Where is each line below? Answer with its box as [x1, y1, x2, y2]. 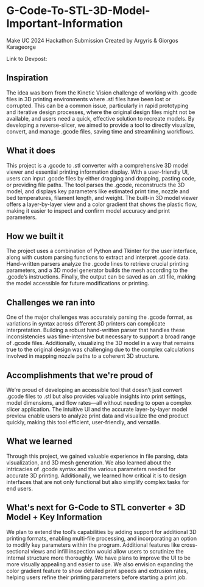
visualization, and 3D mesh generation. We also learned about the [6, 458, 172, 466]
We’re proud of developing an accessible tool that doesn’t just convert [6, 386, 183, 393]
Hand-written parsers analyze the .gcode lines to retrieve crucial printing [6, 260, 189, 268]
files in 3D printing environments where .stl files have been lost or [6, 95, 171, 102]
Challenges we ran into [6, 297, 96, 308]
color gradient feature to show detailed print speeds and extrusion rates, [6, 567, 189, 574]
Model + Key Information [6, 512, 102, 522]
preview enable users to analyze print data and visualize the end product [6, 412, 189, 419]
